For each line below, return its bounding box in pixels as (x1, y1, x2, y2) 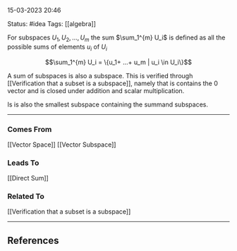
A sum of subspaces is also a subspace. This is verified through (7, 71, 193, 80)
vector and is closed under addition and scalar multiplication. (7, 86, 185, 94)
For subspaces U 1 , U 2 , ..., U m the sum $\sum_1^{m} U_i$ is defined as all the (7, 33, 226, 43)
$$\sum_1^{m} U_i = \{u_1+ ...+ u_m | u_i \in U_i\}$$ (44, 58, 193, 66)
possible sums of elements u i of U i (7, 42, 108, 52)
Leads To (7, 158, 39, 168)
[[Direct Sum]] (7, 174, 49, 183)
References (7, 234, 59, 246)
